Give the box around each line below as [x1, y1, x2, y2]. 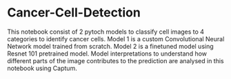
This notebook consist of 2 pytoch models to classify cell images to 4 [7, 27, 205, 36]
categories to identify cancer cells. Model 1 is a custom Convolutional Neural [7, 34, 225, 43]
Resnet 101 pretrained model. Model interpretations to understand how [7, 49, 208, 58]
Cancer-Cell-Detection [7, 5, 141, 21]
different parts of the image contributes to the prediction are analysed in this [7, 56, 224, 65]
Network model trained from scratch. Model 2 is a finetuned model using [7, 42, 214, 50]
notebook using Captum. [7, 64, 77, 72]
